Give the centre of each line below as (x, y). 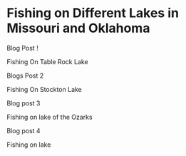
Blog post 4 (24, 130)
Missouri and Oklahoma (78, 28)
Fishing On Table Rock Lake (47, 61)
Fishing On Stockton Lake (45, 89)
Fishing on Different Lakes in (93, 13)
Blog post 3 (24, 103)
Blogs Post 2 (25, 76)
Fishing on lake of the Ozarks (50, 117)
